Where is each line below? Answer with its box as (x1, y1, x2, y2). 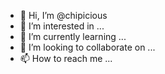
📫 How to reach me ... (19, 53, 113, 64)
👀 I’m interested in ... (19, 20, 105, 32)
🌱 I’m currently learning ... (19, 31, 127, 42)
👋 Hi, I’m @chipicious (19, 10, 108, 21)
